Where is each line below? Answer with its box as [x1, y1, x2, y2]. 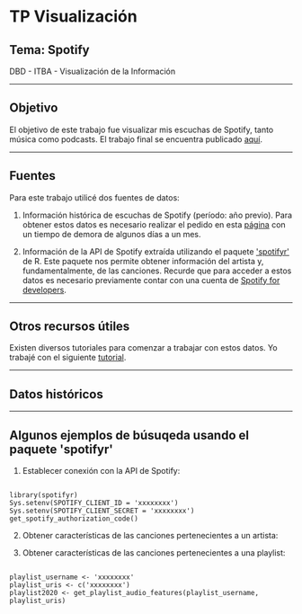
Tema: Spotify [9, 42, 90, 58]
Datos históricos [9, 387, 103, 402]
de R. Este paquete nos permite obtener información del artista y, [22, 255, 264, 266]
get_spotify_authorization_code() [9, 514, 139, 523]
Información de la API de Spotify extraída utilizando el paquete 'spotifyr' [22, 245, 290, 257]
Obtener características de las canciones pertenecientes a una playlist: [22, 547, 286, 558]
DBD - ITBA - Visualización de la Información [9, 66, 176, 76]
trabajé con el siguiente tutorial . [9, 352, 127, 363]
